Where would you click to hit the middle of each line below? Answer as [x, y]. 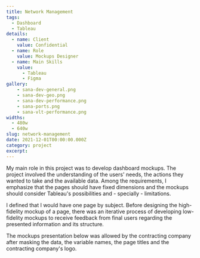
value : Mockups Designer [48, 56]
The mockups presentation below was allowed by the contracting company [99, 236]
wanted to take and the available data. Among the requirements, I [86, 181]
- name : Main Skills [37, 62]
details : [17, 34]
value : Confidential [42, 45]
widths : [16, 117]
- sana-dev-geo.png [41, 95]
